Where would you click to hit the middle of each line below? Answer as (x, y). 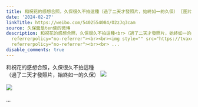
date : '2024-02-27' (30, 17)
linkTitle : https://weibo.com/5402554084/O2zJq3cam (71, 22)
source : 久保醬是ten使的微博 (38, 28)
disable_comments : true (35, 50)
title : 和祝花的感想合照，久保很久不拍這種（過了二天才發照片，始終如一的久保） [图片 (99, 11)
